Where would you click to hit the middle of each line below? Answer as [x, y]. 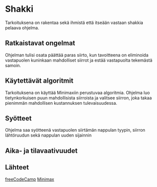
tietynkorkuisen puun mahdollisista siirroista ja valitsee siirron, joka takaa [78, 98]
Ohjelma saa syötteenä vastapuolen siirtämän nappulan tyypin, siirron [75, 130]
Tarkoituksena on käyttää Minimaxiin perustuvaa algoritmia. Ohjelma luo [78, 93]
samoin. [13, 65]
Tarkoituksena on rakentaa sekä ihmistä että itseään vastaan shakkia [74, 23]
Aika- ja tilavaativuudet [41, 151]
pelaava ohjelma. [22, 27]
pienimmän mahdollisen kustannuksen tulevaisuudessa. [61, 103]
